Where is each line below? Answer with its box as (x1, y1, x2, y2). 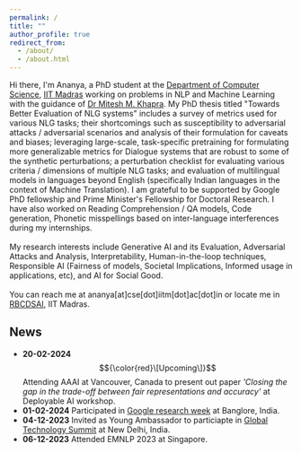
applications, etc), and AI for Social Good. (9, 270, 164, 281)
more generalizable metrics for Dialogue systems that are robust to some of (9, 146, 289, 157)
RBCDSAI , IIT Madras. (9, 299, 91, 309)
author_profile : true (9, 30, 91, 39)
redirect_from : (9, 38, 66, 48)
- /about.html (17, 55, 70, 64)
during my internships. (9, 222, 93, 233)
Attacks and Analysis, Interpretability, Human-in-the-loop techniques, (9, 251, 267, 261)
